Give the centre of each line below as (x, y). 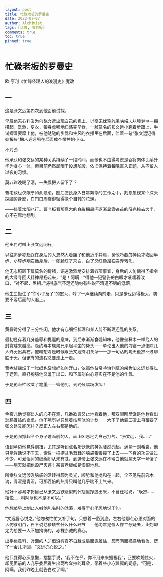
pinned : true (18, 41)
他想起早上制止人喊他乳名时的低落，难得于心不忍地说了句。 (65, 508)
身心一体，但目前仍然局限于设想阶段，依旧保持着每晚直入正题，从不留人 (86, 166)
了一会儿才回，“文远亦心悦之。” (36, 547)
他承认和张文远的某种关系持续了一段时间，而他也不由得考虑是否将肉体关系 (79, 160)
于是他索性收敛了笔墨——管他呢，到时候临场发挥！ (56, 385)
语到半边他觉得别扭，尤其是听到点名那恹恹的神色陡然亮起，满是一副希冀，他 (81, 446)
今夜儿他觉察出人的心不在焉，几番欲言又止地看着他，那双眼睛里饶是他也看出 (81, 414)
